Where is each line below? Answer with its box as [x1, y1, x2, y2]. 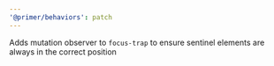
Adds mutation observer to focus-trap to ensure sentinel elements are [9, 37, 265, 48]
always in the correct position [9, 46, 118, 57]
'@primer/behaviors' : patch [9, 12, 113, 22]
